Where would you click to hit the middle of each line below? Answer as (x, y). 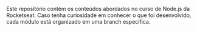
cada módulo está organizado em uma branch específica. (78, 22)
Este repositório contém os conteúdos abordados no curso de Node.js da (98, 9)
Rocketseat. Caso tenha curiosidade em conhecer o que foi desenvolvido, (99, 15)
